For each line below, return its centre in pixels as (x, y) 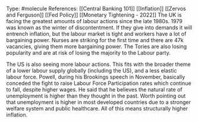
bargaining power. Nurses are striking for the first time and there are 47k (95, 40)
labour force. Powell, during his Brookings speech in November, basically (96, 77)
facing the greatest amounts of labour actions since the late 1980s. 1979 (94, 21)
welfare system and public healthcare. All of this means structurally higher (97, 108)
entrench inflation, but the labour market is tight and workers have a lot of (96, 34)
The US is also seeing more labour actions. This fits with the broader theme (99, 64)
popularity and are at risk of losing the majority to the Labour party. (88, 53)
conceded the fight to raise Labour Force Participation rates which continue (99, 83)
